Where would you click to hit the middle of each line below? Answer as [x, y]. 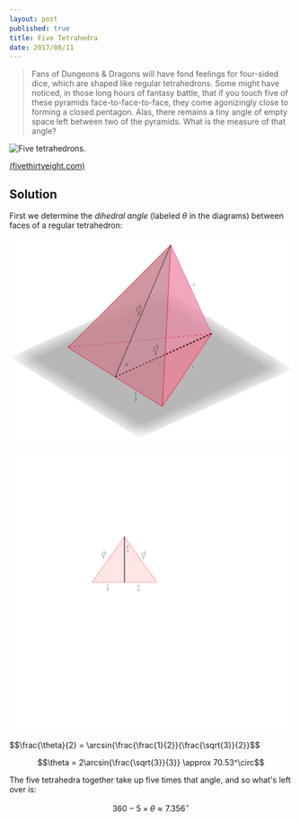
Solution [33, 194]
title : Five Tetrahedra [54, 38]
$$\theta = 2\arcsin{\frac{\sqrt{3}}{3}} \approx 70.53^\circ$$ [151, 763]
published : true [40, 28]
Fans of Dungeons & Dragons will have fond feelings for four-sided [155, 74]
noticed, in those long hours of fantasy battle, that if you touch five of [160, 93]
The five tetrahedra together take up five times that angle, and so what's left [150, 780]
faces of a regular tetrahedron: [66, 225]
